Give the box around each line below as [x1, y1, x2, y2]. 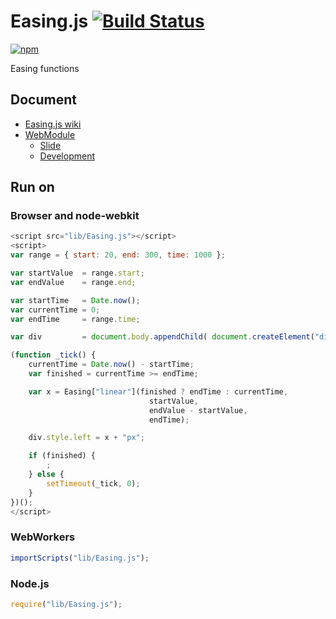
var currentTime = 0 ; [10, 305, 101, 315]
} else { [28, 470, 65, 480]
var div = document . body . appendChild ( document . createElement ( [10, 332, 315, 342]
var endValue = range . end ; [10, 277, 137, 287]
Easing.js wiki [24, 118, 82, 130]
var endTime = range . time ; [10, 314, 141, 324]
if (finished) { [28, 451, 97, 461]
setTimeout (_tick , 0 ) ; [46, 478, 141, 489]
